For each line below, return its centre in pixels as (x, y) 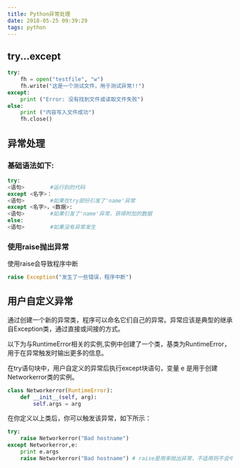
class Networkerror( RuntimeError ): (60, 390)
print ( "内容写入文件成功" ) (57, 113)
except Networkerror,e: (43, 445)
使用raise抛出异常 (38, 247)
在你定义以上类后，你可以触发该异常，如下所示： (79, 418)
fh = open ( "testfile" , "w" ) (62, 79)
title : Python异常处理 (39, 14)
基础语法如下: (31, 165)
